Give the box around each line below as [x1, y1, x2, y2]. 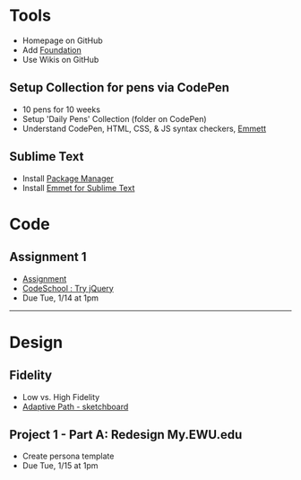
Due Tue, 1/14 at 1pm [21, 292, 99, 303]
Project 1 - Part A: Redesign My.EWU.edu [9, 427, 243, 442]
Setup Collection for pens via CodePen [9, 80, 230, 95]
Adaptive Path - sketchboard [21, 401, 129, 412]
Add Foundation [21, 44, 82, 55]
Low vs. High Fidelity [21, 391, 100, 402]
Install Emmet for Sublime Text [21, 182, 135, 193]
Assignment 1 [9, 249, 87, 265]
